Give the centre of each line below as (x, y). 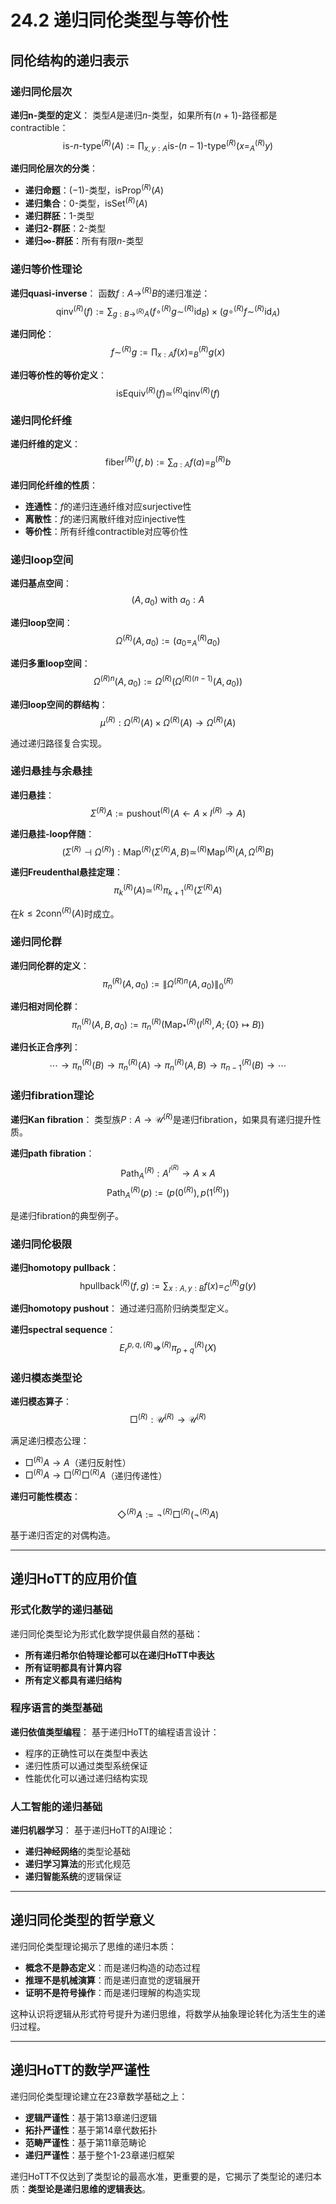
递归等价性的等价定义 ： (58, 375)
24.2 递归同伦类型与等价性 (119, 20)
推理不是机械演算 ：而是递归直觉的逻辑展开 (112, 1980)
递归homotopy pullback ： (65, 1267)
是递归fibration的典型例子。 (67, 1215)
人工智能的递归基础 (56, 1806)
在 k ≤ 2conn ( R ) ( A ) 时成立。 (65, 913)
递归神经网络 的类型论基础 (77, 1852)
